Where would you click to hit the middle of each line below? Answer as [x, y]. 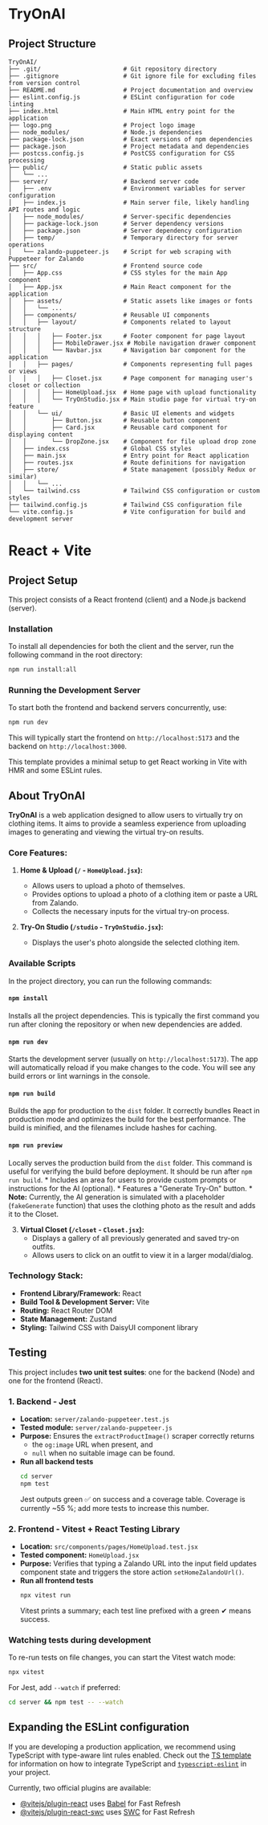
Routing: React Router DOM [66, 1310]
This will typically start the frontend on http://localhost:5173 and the [124, 738]
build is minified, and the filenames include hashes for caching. [113, 1128]
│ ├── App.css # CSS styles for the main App [118, 273]
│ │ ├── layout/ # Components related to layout [120, 322]
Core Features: [38, 853]
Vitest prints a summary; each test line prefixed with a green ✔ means [135, 1611]
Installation [31, 629]
